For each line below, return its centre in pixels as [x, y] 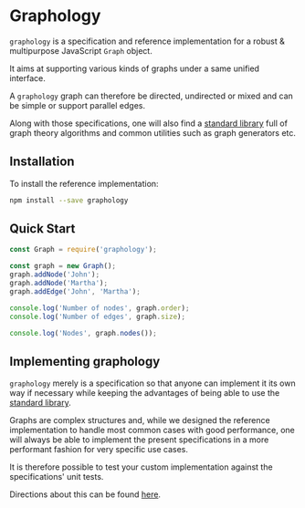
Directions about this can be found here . [85, 494]
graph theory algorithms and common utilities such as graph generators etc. [153, 132]
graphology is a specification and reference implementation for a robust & [147, 41]
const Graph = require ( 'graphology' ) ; [83, 250]
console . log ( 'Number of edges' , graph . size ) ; [97, 316]
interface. [27, 78]
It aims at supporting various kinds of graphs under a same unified [135, 68]
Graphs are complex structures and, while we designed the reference [140, 420]
